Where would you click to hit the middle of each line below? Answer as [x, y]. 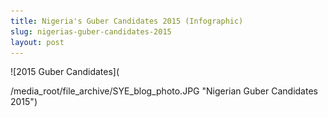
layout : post [37, 42]
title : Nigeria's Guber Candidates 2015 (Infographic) [127, 21]
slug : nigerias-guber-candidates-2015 [91, 31]
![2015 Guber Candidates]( [65, 72]
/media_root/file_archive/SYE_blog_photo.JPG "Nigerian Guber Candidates [164, 91]
